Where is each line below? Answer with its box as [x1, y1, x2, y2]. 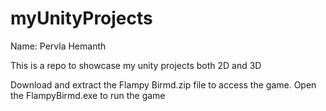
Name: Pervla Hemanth [10, 40, 107, 52]
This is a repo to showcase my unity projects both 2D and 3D [10, 59, 262, 71]
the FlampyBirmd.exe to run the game [10, 89, 166, 101]
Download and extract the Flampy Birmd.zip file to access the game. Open [10, 78, 317, 91]
